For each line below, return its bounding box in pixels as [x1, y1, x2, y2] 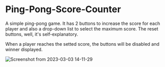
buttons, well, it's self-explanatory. [5, 31, 78, 37]
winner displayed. [5, 46, 43, 52]
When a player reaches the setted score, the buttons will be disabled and [5, 41, 160, 47]
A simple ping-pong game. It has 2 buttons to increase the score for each [5, 20, 160, 26]
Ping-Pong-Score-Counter [5, 4, 121, 15]
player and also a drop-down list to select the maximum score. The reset [5, 25, 159, 31]
